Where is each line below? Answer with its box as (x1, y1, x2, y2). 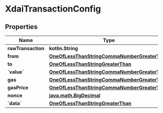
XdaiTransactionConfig (5, 3, 101, 14)
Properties (5, 23, 38, 31)
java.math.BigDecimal (49, 92, 100, 99)
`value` (7, 69, 24, 75)
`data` (7, 100, 22, 107)
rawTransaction (7, 45, 45, 52)
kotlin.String (49, 45, 79, 52)
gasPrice (7, 85, 29, 91)
